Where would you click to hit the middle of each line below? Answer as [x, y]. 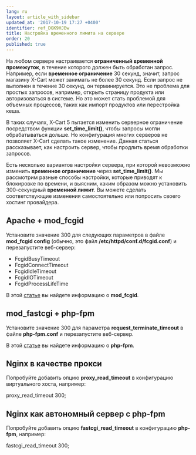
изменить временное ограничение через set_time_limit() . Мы [85, 171]
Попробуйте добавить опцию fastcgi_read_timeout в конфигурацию [92, 428]
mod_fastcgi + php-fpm [50, 314]
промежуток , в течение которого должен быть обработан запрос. [90, 67]
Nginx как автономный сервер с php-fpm [86, 414]
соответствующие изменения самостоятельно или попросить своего [93, 196]
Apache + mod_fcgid [45, 221]
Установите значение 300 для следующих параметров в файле [86, 235]
